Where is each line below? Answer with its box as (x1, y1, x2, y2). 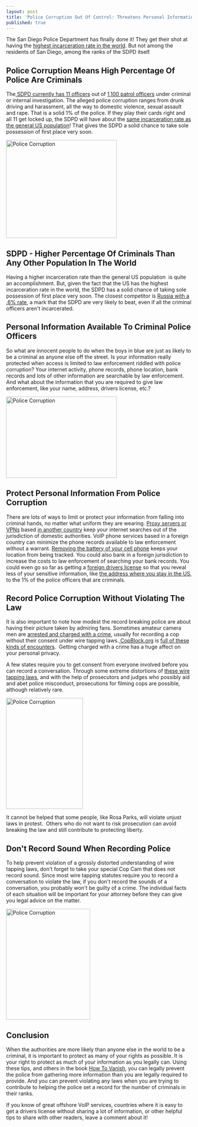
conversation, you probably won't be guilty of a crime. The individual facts (6, 884, 187, 892)
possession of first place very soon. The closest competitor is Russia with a (6, 292, 190, 299)
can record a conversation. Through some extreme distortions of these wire (6, 667, 190, 674)
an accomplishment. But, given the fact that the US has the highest (6, 280, 169, 287)
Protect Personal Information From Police (6, 489, 161, 499)
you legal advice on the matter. (6, 897, 81, 904)
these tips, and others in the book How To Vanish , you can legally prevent (6, 1065, 185, 1072)
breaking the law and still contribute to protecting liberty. (6, 826, 144, 834)
